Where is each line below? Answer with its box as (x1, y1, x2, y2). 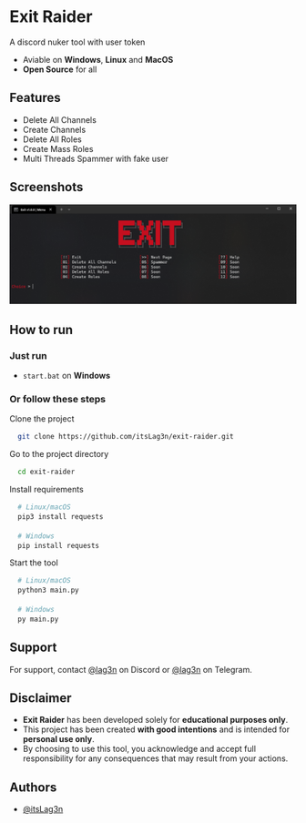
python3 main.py (17, 585, 79, 595)
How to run (9, 321, 74, 338)
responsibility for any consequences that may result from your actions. (22, 753, 289, 764)
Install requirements (9, 484, 84, 494)
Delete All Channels (22, 114, 97, 125)
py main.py (17, 615, 59, 624)
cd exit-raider (17, 467, 76, 477)
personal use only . (22, 734, 95, 745)
